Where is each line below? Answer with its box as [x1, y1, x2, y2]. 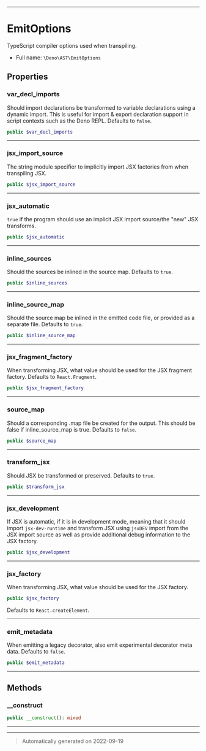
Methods [7, 682, 42, 693]
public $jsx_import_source [7, 181, 76, 188]
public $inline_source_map [7, 332, 76, 339]
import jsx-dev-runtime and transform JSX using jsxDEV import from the [7, 525, 189, 532]
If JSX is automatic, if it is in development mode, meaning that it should [7, 518, 186, 525]
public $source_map [7, 438, 57, 444]
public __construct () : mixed [7, 715, 81, 721]
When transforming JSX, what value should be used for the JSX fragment [7, 367, 192, 374]
